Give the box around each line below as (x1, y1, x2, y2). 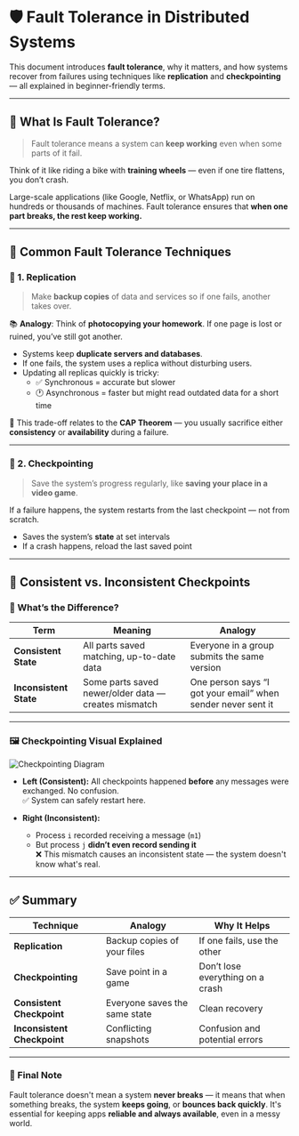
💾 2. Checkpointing (9, 457, 93, 470)
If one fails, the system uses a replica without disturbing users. (21, 358, 253, 369)
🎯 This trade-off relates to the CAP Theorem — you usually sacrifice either (9, 417, 283, 428)
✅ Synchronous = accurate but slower (35, 377, 176, 388)
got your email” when (190, 687, 279, 699)
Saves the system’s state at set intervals (21, 531, 171, 542)
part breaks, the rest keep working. (9, 210, 142, 221)
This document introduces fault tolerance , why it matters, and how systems (9, 61, 288, 72)
